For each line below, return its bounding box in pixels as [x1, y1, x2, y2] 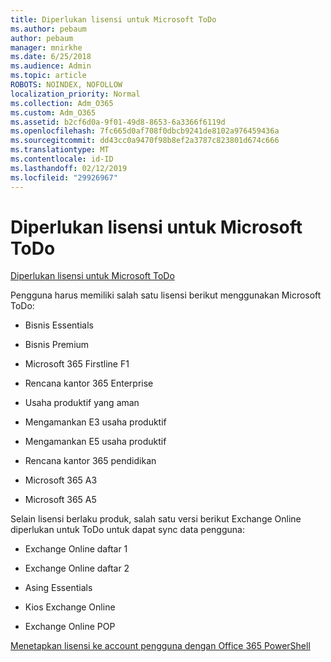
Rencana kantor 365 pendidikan [24, 455, 157, 467]
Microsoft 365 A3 [24, 474, 98, 486]
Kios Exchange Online [24, 601, 116, 613]
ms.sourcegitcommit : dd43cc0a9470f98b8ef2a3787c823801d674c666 [10, 136, 280, 146]
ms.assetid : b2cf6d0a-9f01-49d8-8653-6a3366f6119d [10, 117, 226, 127]
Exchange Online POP [24, 621, 116, 633]
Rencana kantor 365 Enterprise [24, 377, 154, 390]
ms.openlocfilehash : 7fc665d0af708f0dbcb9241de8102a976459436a [10, 126, 280, 136]
